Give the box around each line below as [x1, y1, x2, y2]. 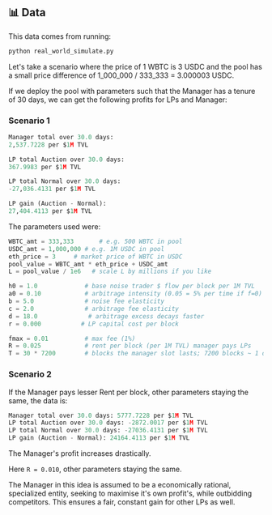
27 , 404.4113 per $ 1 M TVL [8, 207, 92, 215]
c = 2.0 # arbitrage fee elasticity [8, 304, 180, 313]
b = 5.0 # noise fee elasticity [8, 297, 164, 305]
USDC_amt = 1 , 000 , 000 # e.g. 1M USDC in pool [8, 245, 164, 253]
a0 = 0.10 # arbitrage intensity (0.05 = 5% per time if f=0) [8, 290, 263, 298]
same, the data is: [8, 395, 68, 406]
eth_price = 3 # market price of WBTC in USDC [8, 253, 183, 261]
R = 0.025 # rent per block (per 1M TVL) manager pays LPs [8, 342, 252, 350]
